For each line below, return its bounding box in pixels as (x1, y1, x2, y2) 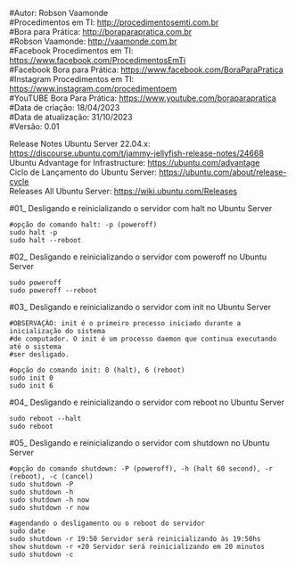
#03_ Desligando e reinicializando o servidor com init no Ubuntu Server (9, 302, 272, 312)
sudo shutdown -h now (9, 496, 90, 504)
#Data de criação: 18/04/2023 (9, 103, 120, 112)
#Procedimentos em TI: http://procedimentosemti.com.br (9, 17, 219, 28)
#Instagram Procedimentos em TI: (9, 74, 135, 84)
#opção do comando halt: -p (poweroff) (9, 220, 158, 229)
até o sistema (9, 342, 62, 351)
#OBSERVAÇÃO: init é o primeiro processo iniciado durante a (9, 319, 242, 328)
